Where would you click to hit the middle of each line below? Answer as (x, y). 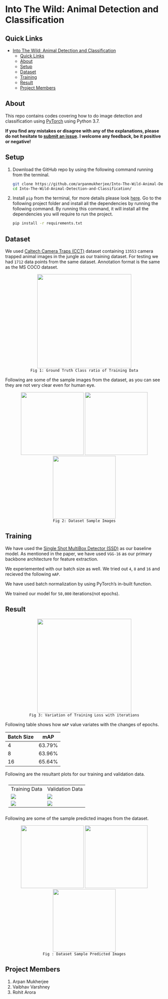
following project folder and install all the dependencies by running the (85, 203)
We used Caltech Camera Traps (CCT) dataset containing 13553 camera (79, 251)
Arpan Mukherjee (30, 981)
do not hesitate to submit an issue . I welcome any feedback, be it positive (83, 136)
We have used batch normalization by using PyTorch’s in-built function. (79, 584)
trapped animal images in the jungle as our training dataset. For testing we (82, 257)
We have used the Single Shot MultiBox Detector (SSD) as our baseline (78, 548)
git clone (23, 184)
